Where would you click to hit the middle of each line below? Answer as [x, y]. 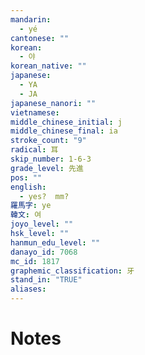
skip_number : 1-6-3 [51, 159]
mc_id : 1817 [35, 261]
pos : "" [26, 177]
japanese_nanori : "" [53, 103]
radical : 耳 [34, 150]
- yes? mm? [44, 196]
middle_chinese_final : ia [64, 131]
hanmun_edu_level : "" [55, 242]
